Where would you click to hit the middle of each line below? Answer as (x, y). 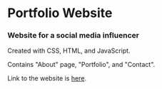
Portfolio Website (60, 13)
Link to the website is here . (47, 78)
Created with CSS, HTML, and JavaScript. (69, 51)
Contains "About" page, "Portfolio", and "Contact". (81, 65)
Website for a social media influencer (73, 36)
